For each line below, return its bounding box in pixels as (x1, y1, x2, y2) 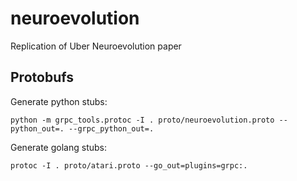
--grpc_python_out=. (68, 123, 155, 134)
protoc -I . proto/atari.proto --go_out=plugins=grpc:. (10, 160, 248, 171)
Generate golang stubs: (10, 141, 107, 153)
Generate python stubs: (10, 95, 108, 107)
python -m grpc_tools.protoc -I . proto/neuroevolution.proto (10, 115, 275, 125)
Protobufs (10, 69, 74, 86)
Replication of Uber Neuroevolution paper (10, 40, 182, 52)
